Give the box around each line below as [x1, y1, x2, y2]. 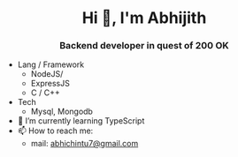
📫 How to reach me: [17, 125, 94, 136]
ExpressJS [30, 78, 71, 89]
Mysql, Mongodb [30, 106, 93, 117]
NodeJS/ [30, 69, 64, 79]
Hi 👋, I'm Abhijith [81, 8, 207, 28]
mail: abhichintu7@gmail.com [30, 138, 139, 149]
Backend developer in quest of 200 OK [58, 40, 230, 52]
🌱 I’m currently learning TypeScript [17, 116, 145, 126]
